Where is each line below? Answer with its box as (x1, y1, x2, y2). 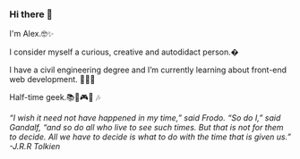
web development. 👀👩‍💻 (9, 74, 96, 85)
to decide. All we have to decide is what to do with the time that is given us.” (9, 131, 291, 142)
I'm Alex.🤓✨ (9, 29, 55, 39)
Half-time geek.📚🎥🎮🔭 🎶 (9, 92, 101, 103)
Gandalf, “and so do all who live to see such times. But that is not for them (9, 122, 284, 133)
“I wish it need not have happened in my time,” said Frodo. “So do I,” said (9, 113, 281, 123)
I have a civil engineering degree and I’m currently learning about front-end (9, 64, 287, 75)
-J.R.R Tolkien (9, 141, 61, 152)
